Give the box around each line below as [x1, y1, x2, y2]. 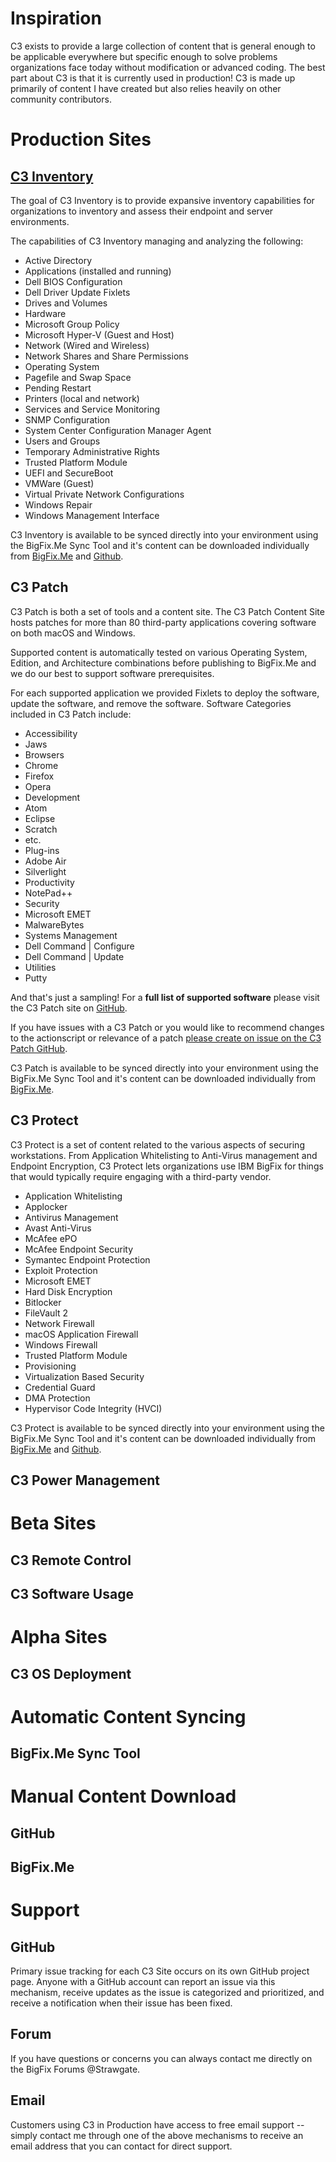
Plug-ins [24, 844, 60, 856]
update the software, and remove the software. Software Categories [10, 697, 292, 709]
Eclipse [24, 812, 56, 824]
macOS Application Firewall [24, 1328, 139, 1340]
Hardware [24, 307, 67, 319]
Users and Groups [24, 435, 101, 447]
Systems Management [24, 929, 118, 941]
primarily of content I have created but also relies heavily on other [10, 82, 282, 94]
